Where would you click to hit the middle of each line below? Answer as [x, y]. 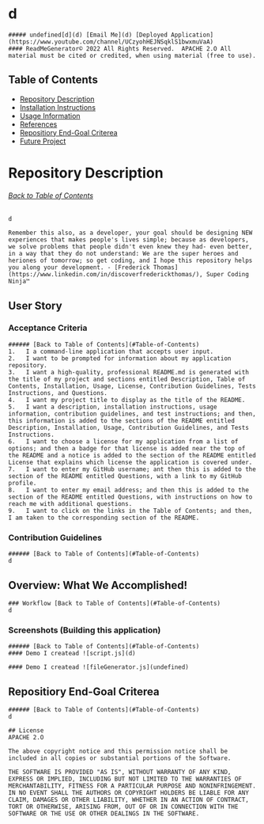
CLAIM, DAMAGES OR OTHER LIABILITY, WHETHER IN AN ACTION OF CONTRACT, [128, 800]
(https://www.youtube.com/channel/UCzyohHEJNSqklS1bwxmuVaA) [111, 42]
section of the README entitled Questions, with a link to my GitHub [125, 476]
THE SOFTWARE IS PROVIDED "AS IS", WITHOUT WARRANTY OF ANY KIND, [120, 773]
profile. [23, 483]
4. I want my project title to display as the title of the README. [127, 400]
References [38, 124]
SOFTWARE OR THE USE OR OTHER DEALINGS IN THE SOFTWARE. [104, 814]
